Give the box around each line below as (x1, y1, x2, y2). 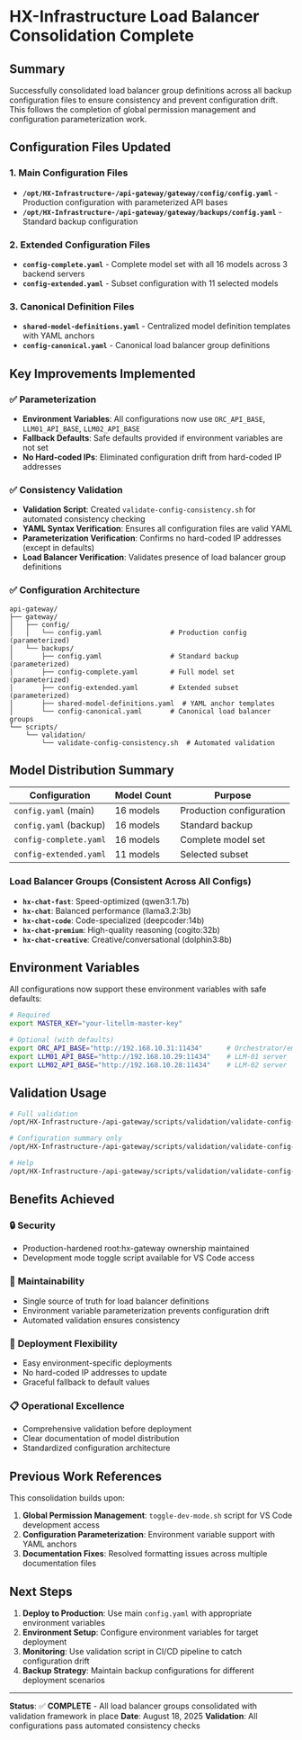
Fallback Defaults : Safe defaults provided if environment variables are (22, 432, 283, 443)
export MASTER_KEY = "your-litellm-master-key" (9, 1019, 182, 1028)
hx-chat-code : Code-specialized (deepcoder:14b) (22, 915, 205, 926)
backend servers (22, 268, 85, 279)
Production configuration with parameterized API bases (22, 196, 228, 208)
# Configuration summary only (9, 1134, 123, 1144)
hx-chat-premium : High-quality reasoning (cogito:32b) (22, 924, 220, 935)
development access (22, 1520, 101, 1530)
